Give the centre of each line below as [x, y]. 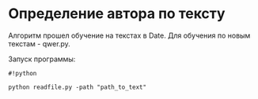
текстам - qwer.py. [40, 43]
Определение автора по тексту [117, 14]
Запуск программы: [42, 59]
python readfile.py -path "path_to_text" [78, 87]
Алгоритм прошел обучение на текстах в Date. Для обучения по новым [129, 35]
